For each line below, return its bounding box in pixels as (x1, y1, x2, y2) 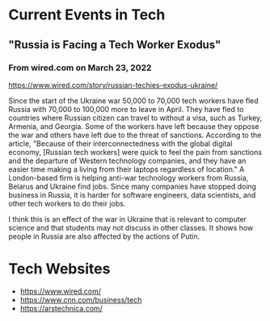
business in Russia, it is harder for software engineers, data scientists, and (8, 190, 256, 199)
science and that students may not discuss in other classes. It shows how (8, 223, 254, 232)
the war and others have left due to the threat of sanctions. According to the (8, 130, 262, 140)
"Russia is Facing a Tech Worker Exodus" (8, 38, 221, 52)
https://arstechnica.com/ (19, 303, 103, 313)
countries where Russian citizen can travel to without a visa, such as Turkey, (8, 113, 263, 123)
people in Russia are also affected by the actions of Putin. (8, 231, 200, 241)
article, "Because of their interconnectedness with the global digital (8, 139, 233, 148)
